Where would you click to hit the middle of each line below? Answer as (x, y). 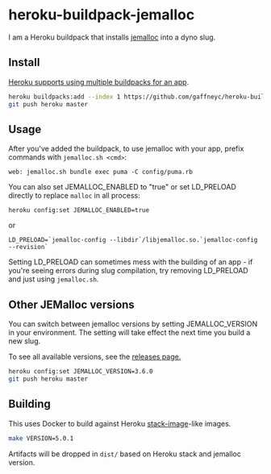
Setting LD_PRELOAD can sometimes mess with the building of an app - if (131, 262)
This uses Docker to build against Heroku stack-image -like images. (120, 423)
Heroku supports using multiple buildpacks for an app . (99, 81)
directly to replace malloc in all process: (74, 196)
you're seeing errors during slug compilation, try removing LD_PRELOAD (128, 271)
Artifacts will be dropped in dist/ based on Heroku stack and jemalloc (125, 454)
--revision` (28, 247)
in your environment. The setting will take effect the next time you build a (129, 333)
